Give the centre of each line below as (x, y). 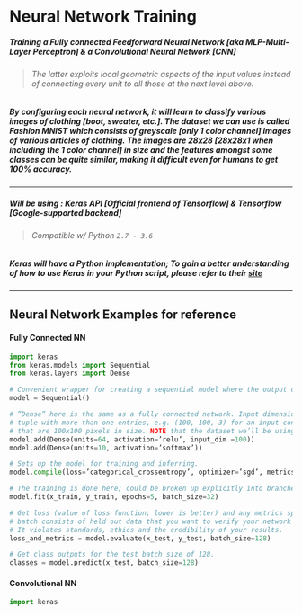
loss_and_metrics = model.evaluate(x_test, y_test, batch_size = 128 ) (140, 538)
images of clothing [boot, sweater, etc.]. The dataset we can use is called (150, 121)
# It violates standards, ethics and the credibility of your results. (146, 530)
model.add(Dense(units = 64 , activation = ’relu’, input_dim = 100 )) (132, 439)
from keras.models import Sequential (80, 365)
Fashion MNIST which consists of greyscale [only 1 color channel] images (151, 130)
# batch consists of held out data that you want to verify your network (151, 521)
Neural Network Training (103, 17)
